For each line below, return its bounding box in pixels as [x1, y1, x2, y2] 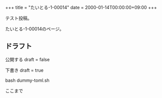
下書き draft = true [5, 67, 44, 73]
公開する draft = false [5, 56, 50, 62]
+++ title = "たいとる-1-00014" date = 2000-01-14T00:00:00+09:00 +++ [5, 5, 157, 10]
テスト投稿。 [5, 15, 32, 21]
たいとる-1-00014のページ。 [5, 26, 64, 32]
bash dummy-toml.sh [5, 77, 50, 83]
